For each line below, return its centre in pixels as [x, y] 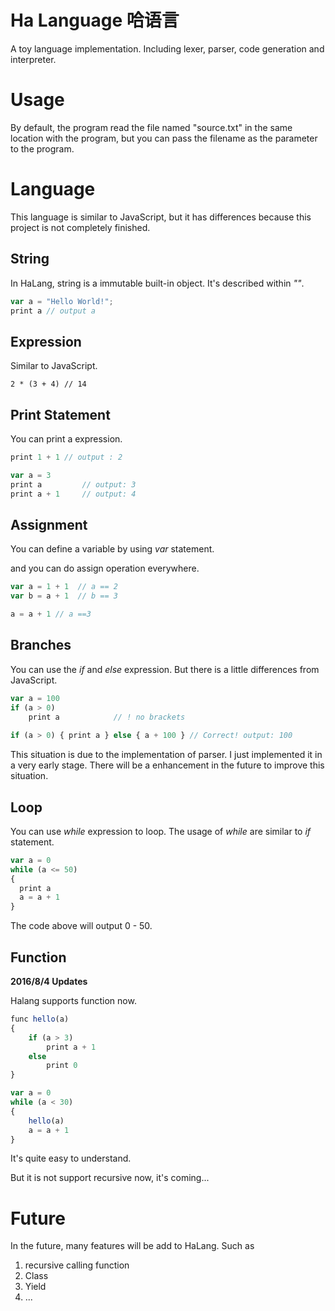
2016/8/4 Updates [49, 981]
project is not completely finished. [80, 227]
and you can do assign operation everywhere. [105, 568]
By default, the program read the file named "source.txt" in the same [151, 127]
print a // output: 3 [73, 484]
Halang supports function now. [73, 1000]
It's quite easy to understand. [71, 1158]
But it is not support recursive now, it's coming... [110, 1178]
